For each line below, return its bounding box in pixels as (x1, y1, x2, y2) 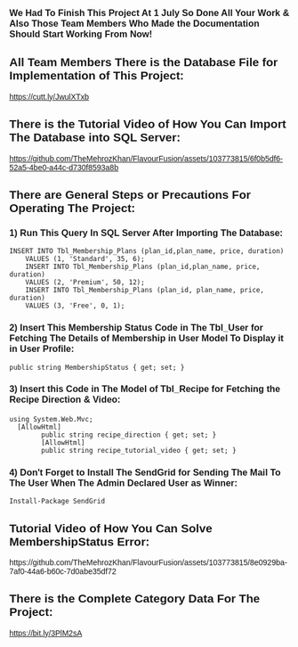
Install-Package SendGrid (9, 497, 105, 506)
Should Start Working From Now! (9, 28, 153, 39)
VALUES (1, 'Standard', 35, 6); (25, 255, 145, 264)
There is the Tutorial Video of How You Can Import (9, 117, 286, 131)
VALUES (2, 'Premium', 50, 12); (25, 278, 145, 287)
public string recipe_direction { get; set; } (41, 430, 217, 439)
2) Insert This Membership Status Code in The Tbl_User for (9, 322, 264, 333)
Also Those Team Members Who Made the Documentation (9, 17, 260, 29)
